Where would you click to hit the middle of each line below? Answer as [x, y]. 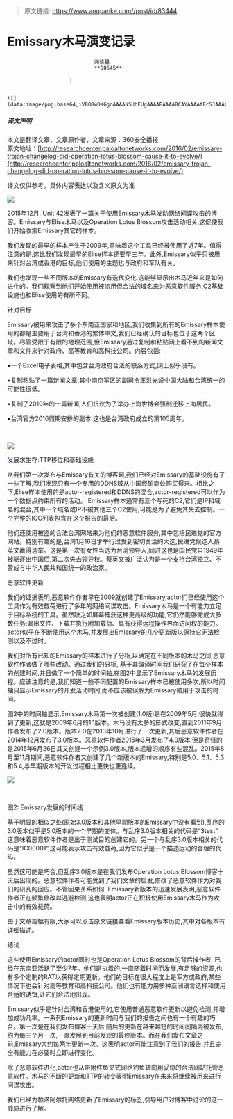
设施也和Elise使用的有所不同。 [50, 294]
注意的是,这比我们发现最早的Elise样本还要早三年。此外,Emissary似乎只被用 [114, 254]
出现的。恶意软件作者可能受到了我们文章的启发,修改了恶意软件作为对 [118, 880]
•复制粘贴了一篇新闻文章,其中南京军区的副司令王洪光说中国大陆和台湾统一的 [116, 380]
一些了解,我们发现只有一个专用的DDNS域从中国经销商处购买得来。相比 [108, 483]
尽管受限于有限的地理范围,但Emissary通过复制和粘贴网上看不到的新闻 [118, 342]
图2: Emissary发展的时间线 [45, 807]
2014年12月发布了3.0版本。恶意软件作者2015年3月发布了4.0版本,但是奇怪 [112, 740]
